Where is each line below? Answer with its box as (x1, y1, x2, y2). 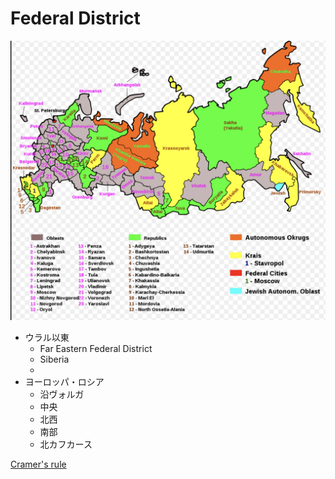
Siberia (39, 353, 70, 365)
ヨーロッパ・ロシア (24, 375, 105, 387)
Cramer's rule (10, 458, 67, 470)
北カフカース (39, 438, 93, 450)
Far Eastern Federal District (39, 342, 153, 354)
